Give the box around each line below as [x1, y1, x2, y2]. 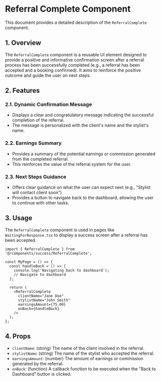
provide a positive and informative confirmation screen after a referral [5, 57, 145, 63]
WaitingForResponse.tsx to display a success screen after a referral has [5, 232, 148, 238]
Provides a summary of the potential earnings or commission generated [12, 151, 156, 157]
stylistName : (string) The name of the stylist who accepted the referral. [12, 350, 155, 356]
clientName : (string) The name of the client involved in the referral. [12, 345, 145, 351]
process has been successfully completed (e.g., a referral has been [5, 62, 140, 68]
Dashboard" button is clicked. [12, 371, 72, 377]
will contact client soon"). [12, 190, 63, 196]
